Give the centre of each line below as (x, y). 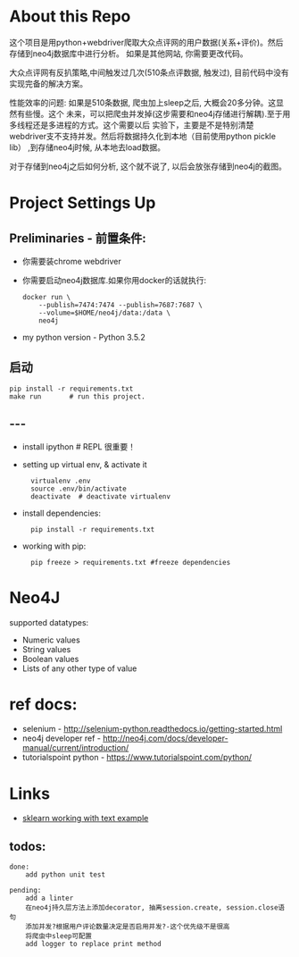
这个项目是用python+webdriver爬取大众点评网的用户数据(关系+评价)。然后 (146, 42)
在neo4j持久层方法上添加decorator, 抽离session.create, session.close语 (155, 908)
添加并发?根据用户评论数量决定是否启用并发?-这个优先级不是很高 (128, 927)
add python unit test (65, 875)
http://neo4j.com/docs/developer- (166, 738)
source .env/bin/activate (79, 489)
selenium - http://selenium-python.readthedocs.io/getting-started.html (152, 729)
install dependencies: (61, 513)
